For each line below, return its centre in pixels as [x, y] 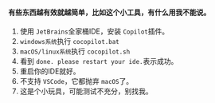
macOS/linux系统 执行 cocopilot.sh [75, 51]
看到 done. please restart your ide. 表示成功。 [99, 61]
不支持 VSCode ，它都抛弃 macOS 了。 [76, 81]
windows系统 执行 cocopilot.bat [69, 42]
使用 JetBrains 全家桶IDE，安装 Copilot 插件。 [94, 31]
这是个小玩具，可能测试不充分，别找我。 [86, 91]
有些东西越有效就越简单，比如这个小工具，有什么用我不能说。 [109, 12]
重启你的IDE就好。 [50, 71]
